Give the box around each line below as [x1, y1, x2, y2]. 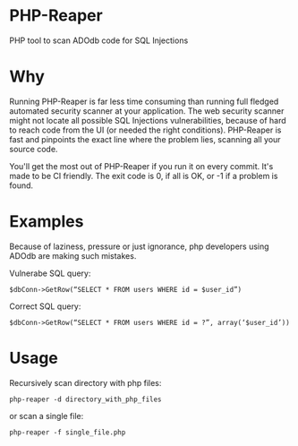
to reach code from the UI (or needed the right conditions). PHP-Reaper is [9, 124, 282, 135]
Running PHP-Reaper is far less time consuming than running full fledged [9, 96, 279, 107]
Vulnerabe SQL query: [9, 268, 91, 279]
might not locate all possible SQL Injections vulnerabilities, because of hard [9, 115, 286, 125]
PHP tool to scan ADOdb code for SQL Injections [9, 35, 189, 46]
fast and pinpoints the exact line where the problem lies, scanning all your [9, 133, 281, 144]
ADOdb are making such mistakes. [9, 250, 137, 261]
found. [9, 180, 34, 191]
